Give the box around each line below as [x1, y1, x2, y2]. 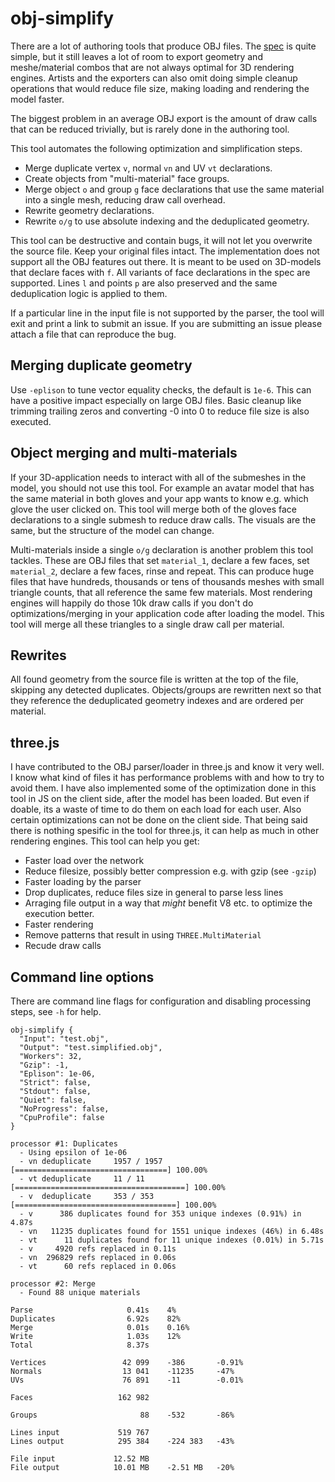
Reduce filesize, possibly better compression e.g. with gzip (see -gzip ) [24, 865, 317, 877]
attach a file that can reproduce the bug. [10, 328, 177, 340]
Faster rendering [24, 918, 94, 931]
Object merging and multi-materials [10, 445, 238, 462]
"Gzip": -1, [19, 1060, 70, 1070]
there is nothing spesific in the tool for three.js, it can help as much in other [10, 825, 320, 837]
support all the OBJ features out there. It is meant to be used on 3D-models [10, 255, 322, 267]
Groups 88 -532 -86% [10, 1410, 235, 1420]
